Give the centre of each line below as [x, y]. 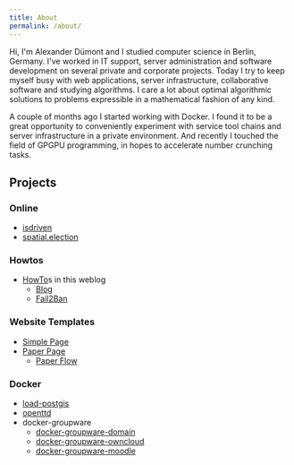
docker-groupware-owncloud [90, 442]
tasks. [21, 154]
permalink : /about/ [46, 26]
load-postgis [46, 403]
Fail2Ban [51, 299]
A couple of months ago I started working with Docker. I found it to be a [141, 116]
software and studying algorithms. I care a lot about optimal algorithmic [141, 90]
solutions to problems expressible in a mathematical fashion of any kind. [142, 99]
